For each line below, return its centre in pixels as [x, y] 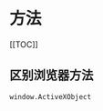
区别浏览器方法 [51, 75]
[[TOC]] [24, 44]
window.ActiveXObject [51, 96]
